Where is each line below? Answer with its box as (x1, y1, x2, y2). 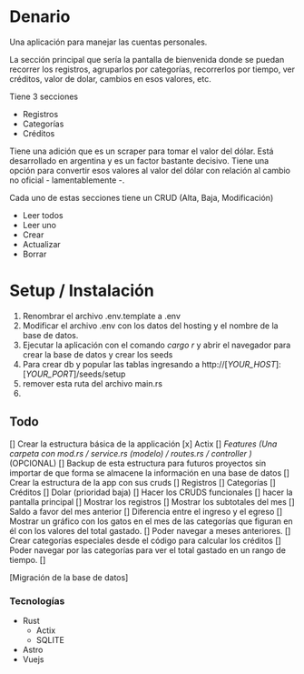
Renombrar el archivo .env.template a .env (22, 310, 181, 321)
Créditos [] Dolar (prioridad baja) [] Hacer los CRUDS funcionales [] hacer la (9, 487, 293, 498)
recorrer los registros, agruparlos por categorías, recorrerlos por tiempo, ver (9, 64, 295, 75)
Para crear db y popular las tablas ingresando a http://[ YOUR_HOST (22, 358, 277, 369)
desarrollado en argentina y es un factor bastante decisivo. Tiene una (9, 155, 270, 166)
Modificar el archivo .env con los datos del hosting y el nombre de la (22, 320, 279, 331)
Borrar (22, 248, 47, 259)
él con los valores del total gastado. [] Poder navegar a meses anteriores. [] (9, 525, 291, 536)
